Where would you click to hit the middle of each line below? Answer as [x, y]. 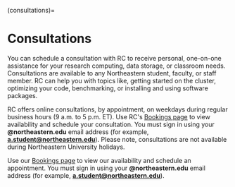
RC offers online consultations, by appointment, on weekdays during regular [118, 109]
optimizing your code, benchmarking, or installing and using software [108, 88]
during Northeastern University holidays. [66, 147]
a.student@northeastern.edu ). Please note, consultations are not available [117, 139]
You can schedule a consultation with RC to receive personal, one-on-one [114, 58]
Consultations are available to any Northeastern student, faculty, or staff [112, 73]
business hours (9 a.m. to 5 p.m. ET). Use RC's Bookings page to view [109, 116]
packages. [23, 95]
